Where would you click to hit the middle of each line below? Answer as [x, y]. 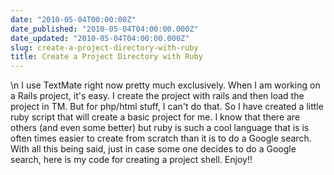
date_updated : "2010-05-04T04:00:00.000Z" [100, 38]
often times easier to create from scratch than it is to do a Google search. [161, 138]
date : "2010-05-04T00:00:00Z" [73, 19]
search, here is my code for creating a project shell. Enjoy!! [131, 160]
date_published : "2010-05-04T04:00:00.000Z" [104, 29]
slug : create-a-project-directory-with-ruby [104, 47]
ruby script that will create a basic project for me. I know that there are [155, 117]
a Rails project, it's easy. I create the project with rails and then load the [157, 96]
